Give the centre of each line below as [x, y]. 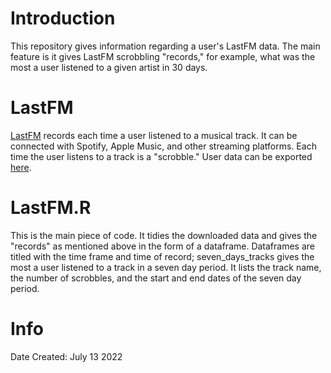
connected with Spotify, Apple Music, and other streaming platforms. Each [163, 146]
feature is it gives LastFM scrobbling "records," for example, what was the [163, 56]
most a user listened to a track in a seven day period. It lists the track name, [166, 267]
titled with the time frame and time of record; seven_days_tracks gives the [162, 256]
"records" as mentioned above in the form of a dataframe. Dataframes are [162, 246]
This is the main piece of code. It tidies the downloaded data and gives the [164, 235]
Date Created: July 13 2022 [66, 356]
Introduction [63, 18]
